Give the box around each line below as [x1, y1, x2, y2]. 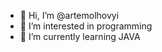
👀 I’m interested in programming [19, 20, 153, 32]
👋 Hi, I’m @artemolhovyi [19, 10, 120, 21]
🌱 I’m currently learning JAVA [19, 31, 141, 42]
